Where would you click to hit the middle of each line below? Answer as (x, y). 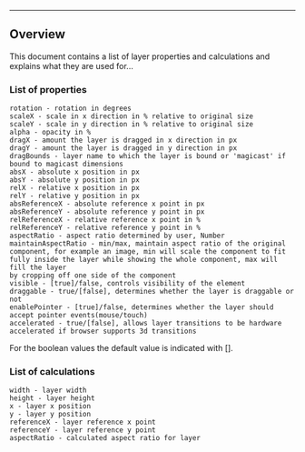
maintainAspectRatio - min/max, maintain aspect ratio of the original (148, 244)
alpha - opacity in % (50, 133)
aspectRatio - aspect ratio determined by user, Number (117, 236)
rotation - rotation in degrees (70, 109)
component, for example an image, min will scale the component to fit (148, 252)
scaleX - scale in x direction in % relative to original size (132, 116)
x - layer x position (50, 407)
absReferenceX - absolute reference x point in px (107, 204)
